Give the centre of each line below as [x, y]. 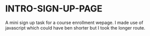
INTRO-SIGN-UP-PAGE [54, 9]
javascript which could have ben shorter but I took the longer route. [75, 27]
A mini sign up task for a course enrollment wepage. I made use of [74, 22]
